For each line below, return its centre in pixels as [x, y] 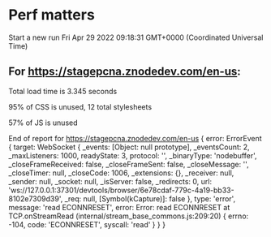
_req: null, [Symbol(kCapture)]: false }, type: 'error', [150, 198]
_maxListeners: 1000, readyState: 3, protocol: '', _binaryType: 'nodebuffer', [133, 155]
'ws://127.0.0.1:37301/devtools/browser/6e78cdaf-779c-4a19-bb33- [121, 190]
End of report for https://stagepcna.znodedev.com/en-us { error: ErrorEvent [135, 138]
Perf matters [52, 15]
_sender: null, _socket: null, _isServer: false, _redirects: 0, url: [110, 181]
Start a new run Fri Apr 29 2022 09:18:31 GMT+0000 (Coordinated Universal [136, 37]
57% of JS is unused [43, 123]
